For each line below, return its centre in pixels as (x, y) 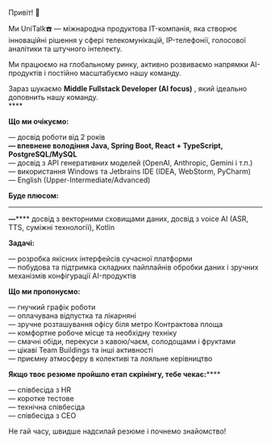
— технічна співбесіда (47, 407)
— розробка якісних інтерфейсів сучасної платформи (100, 259)
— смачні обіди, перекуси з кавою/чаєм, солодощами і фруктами (122, 341)
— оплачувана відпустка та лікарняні (73, 316)
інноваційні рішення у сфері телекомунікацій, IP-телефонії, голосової (127, 40)
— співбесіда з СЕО (42, 415)
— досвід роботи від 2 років (57, 137)
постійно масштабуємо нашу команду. (115, 73)
